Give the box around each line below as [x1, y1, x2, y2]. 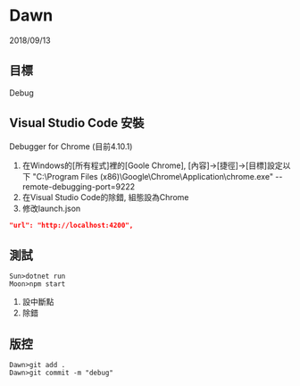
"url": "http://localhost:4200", [9, 221, 134, 230]
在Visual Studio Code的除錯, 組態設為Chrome [21, 191, 189, 202]
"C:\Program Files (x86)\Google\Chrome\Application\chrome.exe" [32, 171, 274, 181]
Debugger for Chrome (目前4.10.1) [9, 140, 133, 152]
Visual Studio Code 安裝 [9, 115, 145, 130]
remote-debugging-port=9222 [21, 180, 136, 192]
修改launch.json [21, 203, 81, 214]
